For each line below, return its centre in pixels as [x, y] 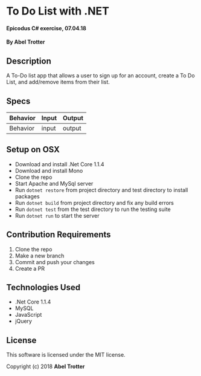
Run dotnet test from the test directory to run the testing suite [93, 209]
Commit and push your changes [55, 262]
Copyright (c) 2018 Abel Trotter [46, 366]
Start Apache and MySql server [54, 183]
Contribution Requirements [59, 235]
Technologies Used [43, 287]
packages [27, 196]
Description [29, 61]
